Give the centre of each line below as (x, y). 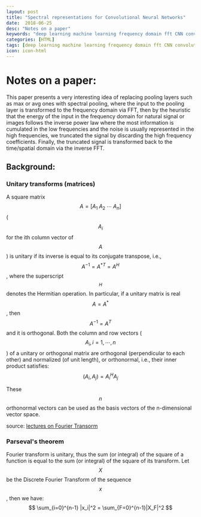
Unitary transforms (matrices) (51, 184)
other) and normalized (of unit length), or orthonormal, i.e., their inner (92, 359)
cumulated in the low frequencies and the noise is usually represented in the (100, 129)
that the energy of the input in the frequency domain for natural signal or (95, 116)
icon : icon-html (26, 51)
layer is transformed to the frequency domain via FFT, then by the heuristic (98, 110)
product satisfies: (28, 366)
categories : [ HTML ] (31, 40)
